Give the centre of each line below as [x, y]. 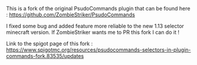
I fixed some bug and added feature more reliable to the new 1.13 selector [95, 26]
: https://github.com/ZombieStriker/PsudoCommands [71, 15]
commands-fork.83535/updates [45, 56]
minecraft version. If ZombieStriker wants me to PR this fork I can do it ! [93, 32]
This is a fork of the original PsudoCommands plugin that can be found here [98, 8]
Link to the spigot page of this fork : [50, 44]
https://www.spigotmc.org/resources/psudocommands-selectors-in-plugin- [98, 50]
